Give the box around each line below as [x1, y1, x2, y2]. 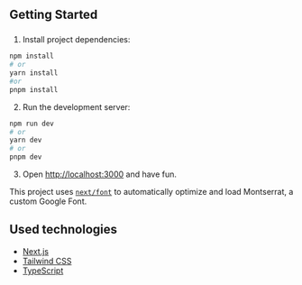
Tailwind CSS [22, 255, 72, 266]
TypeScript [22, 265, 64, 276]
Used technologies [9, 222, 118, 237]
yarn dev [9, 135, 42, 145]
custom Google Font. [9, 196, 87, 207]
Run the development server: [22, 101, 131, 112]
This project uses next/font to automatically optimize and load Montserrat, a [9, 187, 294, 198]
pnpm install [9, 85, 59, 94]
